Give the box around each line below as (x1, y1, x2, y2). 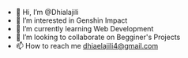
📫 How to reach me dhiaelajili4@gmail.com (15, 42, 159, 50)
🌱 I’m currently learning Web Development (15, 24, 154, 33)
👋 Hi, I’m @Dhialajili (15, 8, 79, 16)
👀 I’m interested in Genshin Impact (15, 16, 128, 25)
